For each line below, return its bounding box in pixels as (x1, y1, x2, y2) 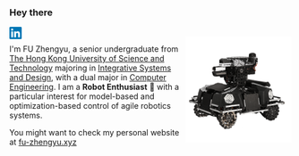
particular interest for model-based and (9, 91, 155, 102)
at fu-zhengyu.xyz (9, 136, 78, 148)
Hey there (9, 6, 54, 19)
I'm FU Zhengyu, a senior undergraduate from (9, 44, 179, 54)
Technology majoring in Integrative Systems (9, 62, 172, 73)
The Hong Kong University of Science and (9, 53, 165, 64)
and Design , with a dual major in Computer (9, 72, 167, 83)
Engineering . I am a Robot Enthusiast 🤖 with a (9, 82, 180, 93)
